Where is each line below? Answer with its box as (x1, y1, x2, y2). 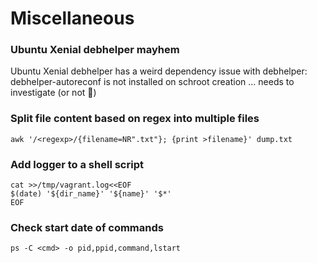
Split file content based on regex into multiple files (10, 112, 260, 126)
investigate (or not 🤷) (10, 87, 97, 99)
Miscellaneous (10, 7, 135, 30)
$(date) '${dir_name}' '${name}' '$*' (10, 189, 172, 199)
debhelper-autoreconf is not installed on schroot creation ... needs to (10, 76, 295, 88)
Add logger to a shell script (10, 157, 144, 171)
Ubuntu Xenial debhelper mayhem (10, 43, 180, 57)
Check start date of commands (10, 221, 164, 234)
